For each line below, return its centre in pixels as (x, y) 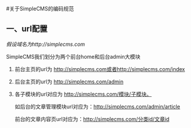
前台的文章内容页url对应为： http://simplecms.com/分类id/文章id (92, 119)
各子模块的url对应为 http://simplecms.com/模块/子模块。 (83, 94)
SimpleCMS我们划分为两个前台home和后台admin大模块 (73, 56)
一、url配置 (27, 29)
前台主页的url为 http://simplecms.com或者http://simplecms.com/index (100, 69)
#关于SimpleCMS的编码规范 (40, 9)
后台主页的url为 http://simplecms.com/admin (69, 82)
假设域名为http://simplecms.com (46, 44)
